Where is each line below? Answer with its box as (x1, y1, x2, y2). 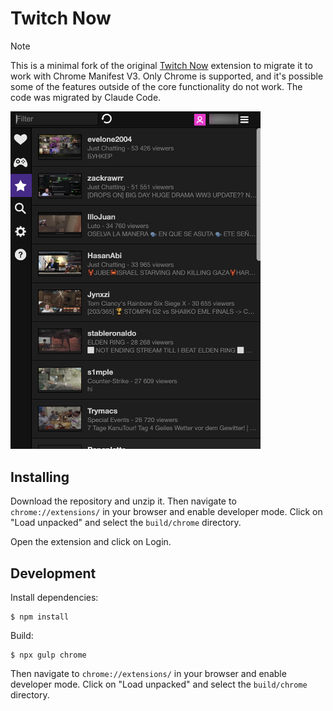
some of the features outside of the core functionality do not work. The (10, 80, 303, 92)
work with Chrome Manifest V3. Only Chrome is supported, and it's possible (10, 70, 324, 82)
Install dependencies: (10, 591, 99, 603)
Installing (10, 468, 70, 486)
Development (10, 565, 97, 582)
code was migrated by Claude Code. (10, 91, 162, 103)
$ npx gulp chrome (10, 650, 87, 660)
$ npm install (10, 612, 70, 622)
